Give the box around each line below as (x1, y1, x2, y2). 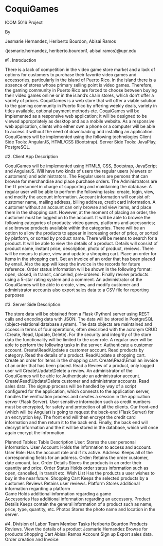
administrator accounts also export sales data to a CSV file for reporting (5, 287, 149, 293)
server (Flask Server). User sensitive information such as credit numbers (5, 399, 151, 405)
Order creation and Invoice (5, 536, 59, 542)
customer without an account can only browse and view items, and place (5, 204, 152, 210)
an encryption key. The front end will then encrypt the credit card (5, 414, 136, 420)
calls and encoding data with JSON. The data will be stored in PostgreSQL (5, 316, 154, 322)
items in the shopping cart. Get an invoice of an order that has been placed (5, 256, 156, 262)
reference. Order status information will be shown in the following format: (5, 266, 152, 272)
